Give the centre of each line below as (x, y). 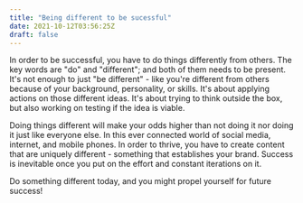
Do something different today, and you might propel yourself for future (140, 181)
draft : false (34, 34)
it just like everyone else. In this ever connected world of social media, (140, 135)
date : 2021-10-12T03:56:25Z (62, 26)
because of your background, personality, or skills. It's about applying (139, 89)
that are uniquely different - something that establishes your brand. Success (151, 154)
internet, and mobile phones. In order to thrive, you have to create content (147, 144)
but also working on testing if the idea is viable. (97, 108)
